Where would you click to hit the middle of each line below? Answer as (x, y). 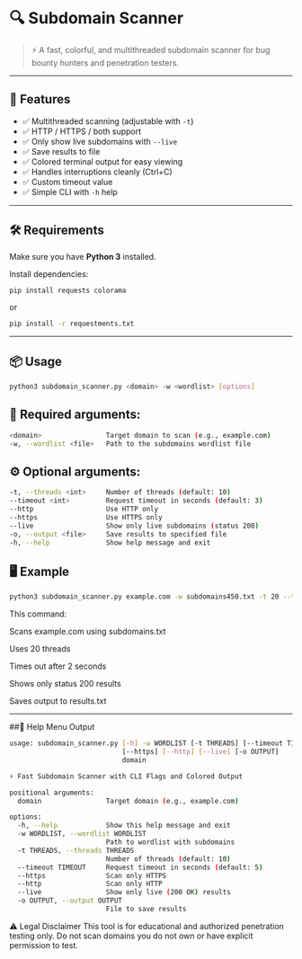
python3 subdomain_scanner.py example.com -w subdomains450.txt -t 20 (144, 597)
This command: (38, 614)
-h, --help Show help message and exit (110, 542)
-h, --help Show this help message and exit (124, 826)
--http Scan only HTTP (90, 884)
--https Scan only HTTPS (92, 875)
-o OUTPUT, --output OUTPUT (70, 901)
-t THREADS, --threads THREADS (76, 850)
